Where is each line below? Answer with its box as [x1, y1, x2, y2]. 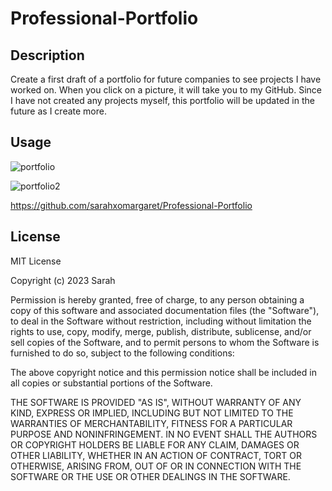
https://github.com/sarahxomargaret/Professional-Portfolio [10, 199, 253, 211]
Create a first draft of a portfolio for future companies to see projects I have [10, 73, 322, 85]
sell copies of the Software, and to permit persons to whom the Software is [10, 336, 320, 348]
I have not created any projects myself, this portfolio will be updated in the [10, 95, 315, 106]
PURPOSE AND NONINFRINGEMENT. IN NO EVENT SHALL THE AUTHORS [10, 428, 318, 440]
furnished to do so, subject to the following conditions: [10, 347, 235, 359]
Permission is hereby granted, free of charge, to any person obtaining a [10, 293, 305, 306]
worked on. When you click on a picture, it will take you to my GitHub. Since [10, 84, 322, 96]
